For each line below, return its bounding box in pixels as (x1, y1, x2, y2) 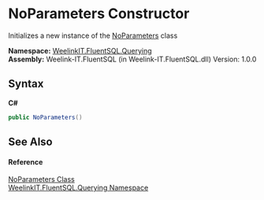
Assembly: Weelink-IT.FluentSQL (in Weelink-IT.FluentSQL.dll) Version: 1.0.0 (8, 54, 257, 64)
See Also (8, 135, 53, 149)
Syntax (8, 77, 44, 91)
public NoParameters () (8, 113, 83, 121)
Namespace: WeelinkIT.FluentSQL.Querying (8, 46, 152, 55)
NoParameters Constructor (8, 5, 190, 23)
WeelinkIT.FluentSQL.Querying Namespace (8, 183, 149, 193)
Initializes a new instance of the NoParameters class (8, 31, 178, 40)
